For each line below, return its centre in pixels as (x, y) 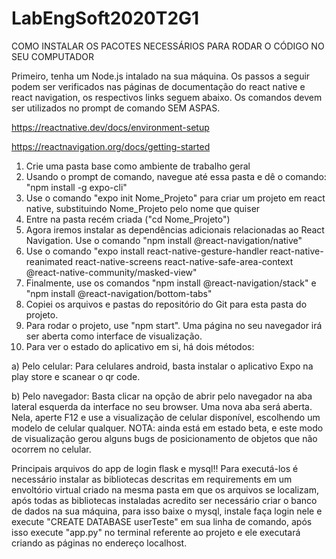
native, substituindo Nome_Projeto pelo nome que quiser (143, 208)
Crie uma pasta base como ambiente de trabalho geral (138, 166)
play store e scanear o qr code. (76, 376)
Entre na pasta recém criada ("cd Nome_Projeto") (128, 219)
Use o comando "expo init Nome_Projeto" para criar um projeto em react (175, 198)
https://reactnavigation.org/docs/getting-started (111, 146)
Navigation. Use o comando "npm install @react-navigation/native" (164, 240)
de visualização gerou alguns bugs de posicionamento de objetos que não (164, 438)
